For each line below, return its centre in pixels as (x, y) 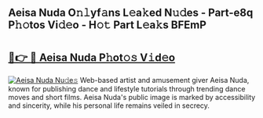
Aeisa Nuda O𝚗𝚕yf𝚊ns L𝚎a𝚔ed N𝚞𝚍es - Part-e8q (131, 13)
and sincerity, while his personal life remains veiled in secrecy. (109, 105)
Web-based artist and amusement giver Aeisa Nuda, (164, 80)
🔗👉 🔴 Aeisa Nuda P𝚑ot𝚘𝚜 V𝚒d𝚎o (91, 57)
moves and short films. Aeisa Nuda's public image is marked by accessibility (132, 97)
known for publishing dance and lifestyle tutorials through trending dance (127, 89)
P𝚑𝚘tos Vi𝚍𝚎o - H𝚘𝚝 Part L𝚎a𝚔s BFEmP (107, 25)
